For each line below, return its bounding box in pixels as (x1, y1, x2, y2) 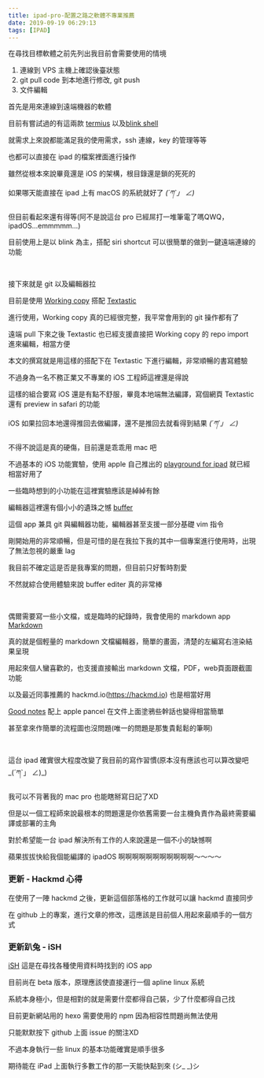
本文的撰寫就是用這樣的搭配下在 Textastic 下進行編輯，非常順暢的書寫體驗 (8, 356, 248, 366)
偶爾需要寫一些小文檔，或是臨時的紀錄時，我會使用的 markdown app (8, 611, 231, 621)
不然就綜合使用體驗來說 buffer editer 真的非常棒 (8, 580, 163, 589)
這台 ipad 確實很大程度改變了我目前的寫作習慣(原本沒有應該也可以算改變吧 (8, 756, 249, 765)
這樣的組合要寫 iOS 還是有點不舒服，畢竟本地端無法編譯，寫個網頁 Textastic (8, 389, 255, 399)
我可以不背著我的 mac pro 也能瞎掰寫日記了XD (8, 792, 159, 801)
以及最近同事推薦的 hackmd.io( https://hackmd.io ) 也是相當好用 (8, 690, 211, 700)
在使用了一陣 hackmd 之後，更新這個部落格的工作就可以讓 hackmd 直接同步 (8, 893, 254, 902)
